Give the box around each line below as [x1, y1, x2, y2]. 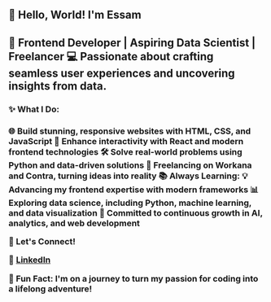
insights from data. [8, 79, 107, 93]
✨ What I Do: [8, 103, 59, 115]
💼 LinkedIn [8, 254, 51, 265]
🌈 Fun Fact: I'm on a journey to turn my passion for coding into [8, 273, 259, 284]
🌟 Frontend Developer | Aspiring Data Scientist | [8, 36, 256, 50]
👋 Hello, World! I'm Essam [8, 8, 142, 22]
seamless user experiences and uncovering [8, 66, 235, 80]
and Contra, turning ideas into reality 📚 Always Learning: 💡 [8, 170, 248, 182]
